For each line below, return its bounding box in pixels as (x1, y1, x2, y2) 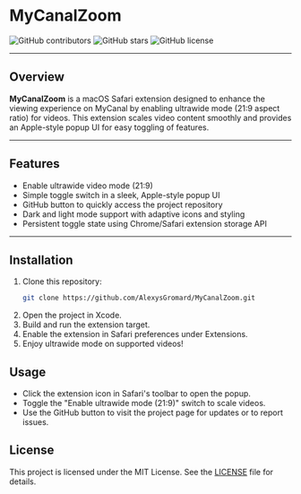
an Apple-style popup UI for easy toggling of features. (9, 122, 210, 133)
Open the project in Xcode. (21, 310, 123, 321)
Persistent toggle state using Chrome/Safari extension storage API (21, 218, 267, 229)
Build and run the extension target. (21, 319, 150, 330)
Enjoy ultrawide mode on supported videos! (21, 338, 184, 350)
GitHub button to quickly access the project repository (21, 199, 223, 210)
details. (9, 476, 37, 487)
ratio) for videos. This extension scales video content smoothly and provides (9, 112, 292, 123)
